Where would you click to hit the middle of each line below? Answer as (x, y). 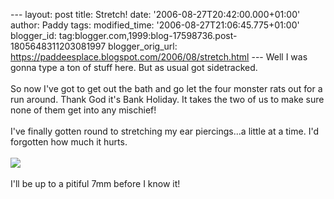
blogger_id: (33, 35)
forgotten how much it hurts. (69, 142)
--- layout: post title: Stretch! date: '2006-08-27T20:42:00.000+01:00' (155, 14)
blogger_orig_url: (143, 46)
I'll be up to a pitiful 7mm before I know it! (95, 183)
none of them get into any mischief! (83, 110)
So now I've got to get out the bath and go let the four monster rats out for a (166, 88)
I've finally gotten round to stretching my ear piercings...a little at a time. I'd (164, 131)
